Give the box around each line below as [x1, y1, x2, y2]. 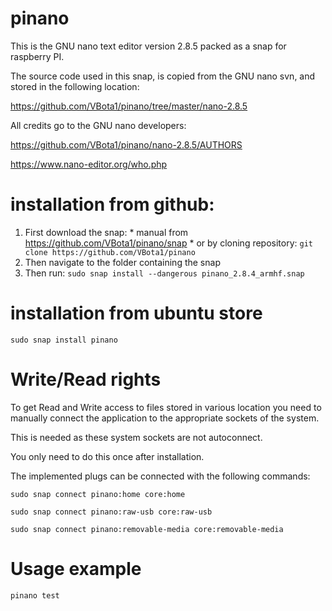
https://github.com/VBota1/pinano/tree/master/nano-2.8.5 [10, 100, 248, 112]
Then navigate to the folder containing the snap [24, 256, 221, 268]
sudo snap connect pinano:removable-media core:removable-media [10, 524, 284, 534]
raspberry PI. [10, 50, 65, 62]
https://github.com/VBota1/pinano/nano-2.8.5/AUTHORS [10, 138, 243, 151]
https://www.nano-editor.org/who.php [10, 158, 168, 170]
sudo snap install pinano [10, 335, 118, 345]
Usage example [10, 557, 142, 580]
